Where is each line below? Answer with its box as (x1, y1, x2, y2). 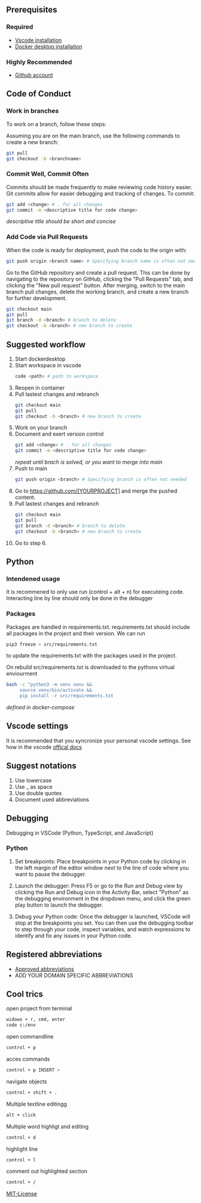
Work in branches (6, 107, 59, 115)
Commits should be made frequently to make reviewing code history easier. (6, 183, 193, 191)
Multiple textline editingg (6, 1100, 68, 1108)
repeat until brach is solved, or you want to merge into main (14, 458, 163, 466)
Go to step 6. (14, 539, 47, 547)
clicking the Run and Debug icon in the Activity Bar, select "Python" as (14, 888, 189, 896)
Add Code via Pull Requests (6, 233, 89, 241)
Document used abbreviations (14, 796, 90, 803)
